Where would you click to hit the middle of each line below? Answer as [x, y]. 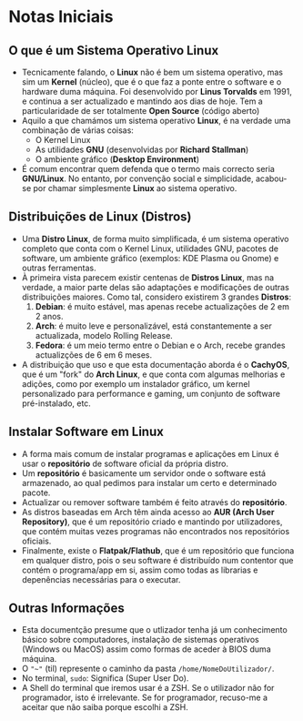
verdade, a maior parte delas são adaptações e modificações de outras [156, 287]
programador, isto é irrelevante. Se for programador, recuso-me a [145, 697]
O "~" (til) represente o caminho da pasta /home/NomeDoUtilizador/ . [148, 669]
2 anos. [50, 316]
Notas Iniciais [61, 17]
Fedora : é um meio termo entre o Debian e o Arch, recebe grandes [160, 345]
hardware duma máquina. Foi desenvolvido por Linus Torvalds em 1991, [157, 91]
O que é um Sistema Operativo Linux [114, 51]
